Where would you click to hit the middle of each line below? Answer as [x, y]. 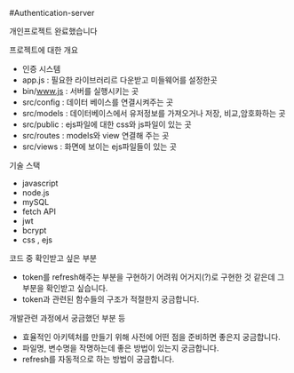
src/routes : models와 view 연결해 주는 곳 [95, 135]
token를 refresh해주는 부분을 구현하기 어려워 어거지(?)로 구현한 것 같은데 [148, 277]
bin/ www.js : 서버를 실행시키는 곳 [80, 91]
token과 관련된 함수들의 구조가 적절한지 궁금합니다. [111, 299]
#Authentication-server [52, 13]
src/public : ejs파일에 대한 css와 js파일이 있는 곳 [107, 124]
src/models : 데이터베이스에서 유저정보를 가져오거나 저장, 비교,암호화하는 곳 [154, 113]
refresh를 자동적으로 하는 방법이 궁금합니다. [98, 359]
